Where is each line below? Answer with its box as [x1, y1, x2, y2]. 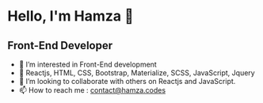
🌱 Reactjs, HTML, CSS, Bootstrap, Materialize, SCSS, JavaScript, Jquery [18, 68, 255, 78]
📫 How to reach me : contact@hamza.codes [18, 86, 166, 94]
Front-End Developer [7, 39, 112, 52]
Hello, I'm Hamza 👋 [7, 7, 134, 25]
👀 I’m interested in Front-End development [18, 59, 158, 69]
